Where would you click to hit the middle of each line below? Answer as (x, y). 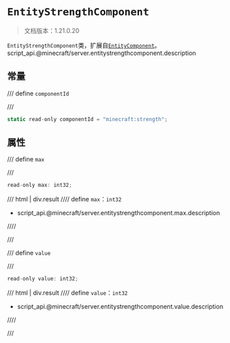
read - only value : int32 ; (43, 279)
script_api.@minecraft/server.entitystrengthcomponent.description (102, 53)
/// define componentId (38, 93)
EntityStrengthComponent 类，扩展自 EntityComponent (81, 45)
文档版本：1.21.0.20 (52, 30)
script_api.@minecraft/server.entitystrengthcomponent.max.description (118, 213)
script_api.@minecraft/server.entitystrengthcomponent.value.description (120, 307)
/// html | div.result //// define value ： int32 (67, 293)
